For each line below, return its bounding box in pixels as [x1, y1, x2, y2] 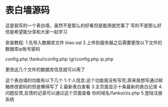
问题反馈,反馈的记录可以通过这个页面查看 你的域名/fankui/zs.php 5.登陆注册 [5, 90, 163, 96]
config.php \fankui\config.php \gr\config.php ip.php [5, 56, 114, 62]
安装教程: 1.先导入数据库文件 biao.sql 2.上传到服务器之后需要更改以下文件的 [5, 39, 162, 46]
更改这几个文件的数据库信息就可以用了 [5, 66, 85, 73]
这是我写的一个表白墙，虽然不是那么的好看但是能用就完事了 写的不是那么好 [5, 22, 162, 28]
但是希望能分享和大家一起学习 [5, 28, 67, 34]
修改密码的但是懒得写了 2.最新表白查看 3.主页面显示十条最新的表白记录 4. [9, 83, 163, 89]
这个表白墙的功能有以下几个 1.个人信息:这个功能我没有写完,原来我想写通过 [5, 77, 158, 83]
